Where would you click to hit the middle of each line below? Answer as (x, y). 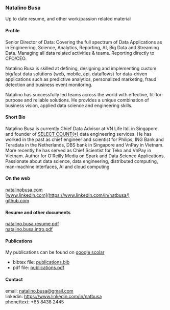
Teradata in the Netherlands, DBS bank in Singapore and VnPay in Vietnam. (84, 144)
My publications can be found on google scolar (55, 252)
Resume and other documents (38, 212)
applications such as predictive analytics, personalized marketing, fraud (81, 79)
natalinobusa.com (24, 190)
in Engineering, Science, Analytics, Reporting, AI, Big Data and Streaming (82, 47)
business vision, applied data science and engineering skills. (69, 105)
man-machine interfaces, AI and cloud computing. (58, 167)
